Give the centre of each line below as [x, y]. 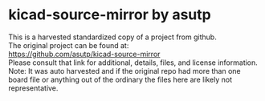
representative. [33, 88]
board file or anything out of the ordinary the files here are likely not [120, 79]
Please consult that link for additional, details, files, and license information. [133, 63]
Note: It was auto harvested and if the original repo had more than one [124, 71]
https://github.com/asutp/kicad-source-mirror [84, 54]
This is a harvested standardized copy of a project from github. [112, 37]
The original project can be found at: [69, 45]
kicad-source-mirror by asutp [110, 15]
